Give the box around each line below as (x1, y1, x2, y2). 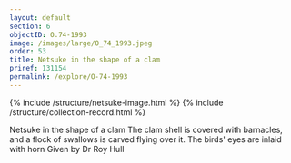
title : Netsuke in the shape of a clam (9, 55, 161, 64)
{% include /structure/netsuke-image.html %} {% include (9, 97, 224, 108)
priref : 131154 (9, 64, 67, 73)
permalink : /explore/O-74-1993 (9, 72, 128, 81)
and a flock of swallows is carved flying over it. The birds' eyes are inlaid (9, 133, 282, 145)
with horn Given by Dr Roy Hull (9, 143, 125, 154)
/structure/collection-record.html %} (9, 106, 146, 118)
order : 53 (9, 47, 47, 56)
